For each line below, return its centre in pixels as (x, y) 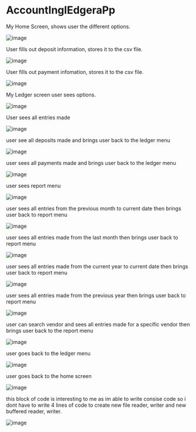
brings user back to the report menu (50, 330)
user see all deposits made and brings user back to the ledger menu (88, 140)
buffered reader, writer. (34, 411)
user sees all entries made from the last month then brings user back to (92, 237)
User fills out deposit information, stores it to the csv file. (74, 49)
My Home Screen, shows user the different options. (68, 26)
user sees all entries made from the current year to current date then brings (97, 266)
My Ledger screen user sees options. (51, 95)
